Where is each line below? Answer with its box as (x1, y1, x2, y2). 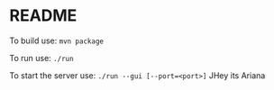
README (9, 5, 78, 26)
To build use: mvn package (9, 35, 104, 46)
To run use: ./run (9, 52, 74, 63)
